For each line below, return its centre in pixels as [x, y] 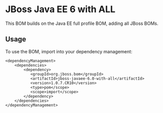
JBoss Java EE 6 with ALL [60, 9]
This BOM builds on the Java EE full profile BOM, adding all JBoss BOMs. [82, 23]
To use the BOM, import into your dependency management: [69, 51]
